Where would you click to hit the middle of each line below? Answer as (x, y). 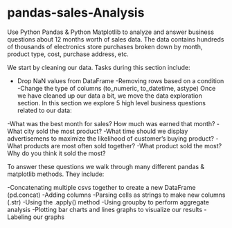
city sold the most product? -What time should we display (106, 131)
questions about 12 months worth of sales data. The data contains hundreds (116, 39)
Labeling (20, 217)
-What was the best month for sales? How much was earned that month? (111, 123)
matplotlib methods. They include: (56, 174)
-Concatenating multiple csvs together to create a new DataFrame (101, 187)
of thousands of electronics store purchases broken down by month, (105, 46)
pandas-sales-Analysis (76, 13)
